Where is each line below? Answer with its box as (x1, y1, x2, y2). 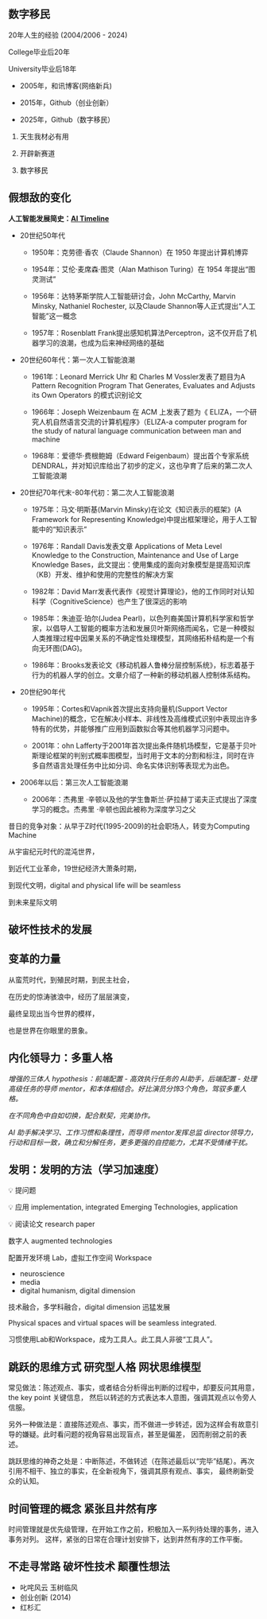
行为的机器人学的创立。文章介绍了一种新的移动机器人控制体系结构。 (31, 670, 255, 679)
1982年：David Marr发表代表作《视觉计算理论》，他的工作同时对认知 (31, 586, 254, 596)
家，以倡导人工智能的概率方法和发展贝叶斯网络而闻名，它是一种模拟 (31, 623, 255, 632)
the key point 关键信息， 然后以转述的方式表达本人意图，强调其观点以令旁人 (8, 1393, 257, 1403)
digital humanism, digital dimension (19, 1286, 136, 1295)
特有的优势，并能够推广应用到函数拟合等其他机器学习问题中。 (31, 723, 234, 734)
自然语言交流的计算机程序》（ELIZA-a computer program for (52, 417, 248, 426)
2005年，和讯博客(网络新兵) (19, 80, 113, 90)
